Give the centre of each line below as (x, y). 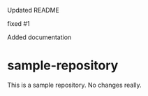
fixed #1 (18, 23)
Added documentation (39, 37)
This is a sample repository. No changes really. (74, 85)
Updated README (33, 10)
